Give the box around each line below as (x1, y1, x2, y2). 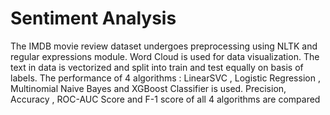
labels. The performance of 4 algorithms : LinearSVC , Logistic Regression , (10, 72, 321, 84)
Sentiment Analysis (10, 7, 177, 30)
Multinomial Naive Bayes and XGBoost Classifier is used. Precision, (10, 82, 287, 94)
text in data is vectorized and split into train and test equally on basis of (10, 61, 304, 73)
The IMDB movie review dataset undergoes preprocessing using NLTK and (10, 40, 318, 52)
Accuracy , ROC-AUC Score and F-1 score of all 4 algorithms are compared (10, 93, 321, 105)
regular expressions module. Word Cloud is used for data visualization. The (10, 50, 320, 62)
